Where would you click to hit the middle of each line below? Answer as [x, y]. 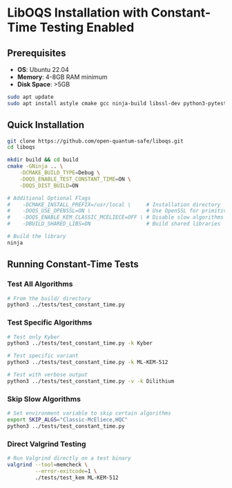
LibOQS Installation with [78, 13]
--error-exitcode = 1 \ [66, 471]
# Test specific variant [43, 356]
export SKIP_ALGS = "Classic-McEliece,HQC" [68, 419]
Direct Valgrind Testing [47, 444]
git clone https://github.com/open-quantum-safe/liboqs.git [96, 141]
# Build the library [37, 237]
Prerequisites [37, 53]
